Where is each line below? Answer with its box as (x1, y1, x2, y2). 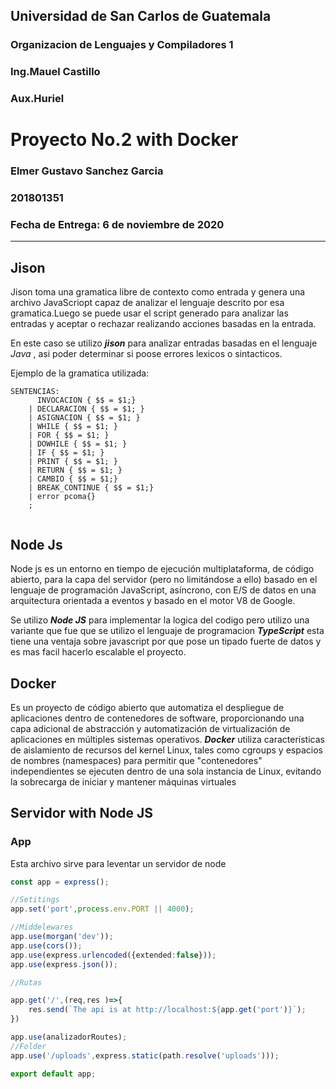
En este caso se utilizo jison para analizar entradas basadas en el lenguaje (10, 337, 318, 349)
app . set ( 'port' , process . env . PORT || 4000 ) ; (10, 904, 195, 914)
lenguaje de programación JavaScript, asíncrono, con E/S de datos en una (10, 584, 317, 596)
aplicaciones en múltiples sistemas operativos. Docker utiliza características (10, 733, 325, 745)
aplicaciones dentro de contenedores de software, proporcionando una (10, 712, 305, 724)
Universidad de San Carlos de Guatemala (10, 8, 272, 25)
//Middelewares (10, 922, 74, 933)
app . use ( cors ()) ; (10, 940, 83, 951)
